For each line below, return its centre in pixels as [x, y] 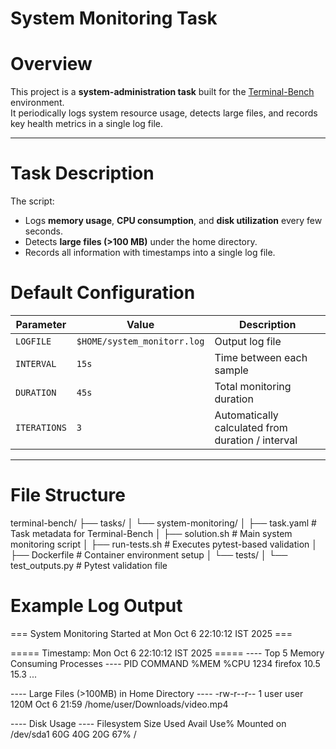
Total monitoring [253, 386]
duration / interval [256, 440]
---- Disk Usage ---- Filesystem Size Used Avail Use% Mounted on [148, 723]
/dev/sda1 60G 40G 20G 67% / [73, 734]
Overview [51, 64]
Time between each [261, 357]
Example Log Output [96, 606]
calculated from [251, 427]
